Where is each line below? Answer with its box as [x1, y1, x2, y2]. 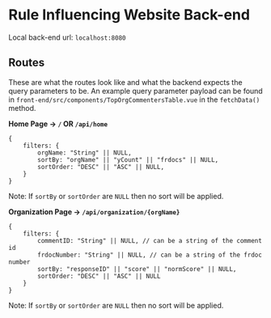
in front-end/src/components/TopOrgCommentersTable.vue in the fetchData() [8, 95, 260, 104]
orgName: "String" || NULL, [37, 148, 132, 157]
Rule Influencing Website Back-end [8, 6, 251, 24]
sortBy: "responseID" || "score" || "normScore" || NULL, [37, 265, 237, 273]
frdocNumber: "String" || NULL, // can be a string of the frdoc [37, 251, 263, 259]
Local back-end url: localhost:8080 [8, 32, 126, 42]
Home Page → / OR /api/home [8, 119, 108, 129]
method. [8, 103, 36, 112]
